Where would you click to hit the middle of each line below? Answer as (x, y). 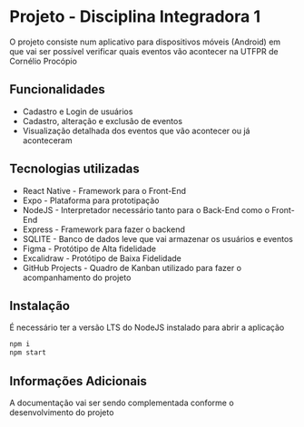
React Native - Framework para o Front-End (104, 190)
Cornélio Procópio (43, 61)
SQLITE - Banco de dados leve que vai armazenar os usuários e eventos (157, 238)
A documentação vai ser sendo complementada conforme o (122, 403)
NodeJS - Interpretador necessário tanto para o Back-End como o (146, 209)
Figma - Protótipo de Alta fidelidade (89, 248)
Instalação (40, 306)
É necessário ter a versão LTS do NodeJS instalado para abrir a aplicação (147, 327)
